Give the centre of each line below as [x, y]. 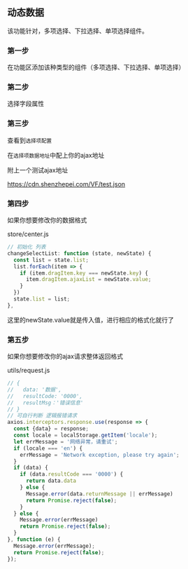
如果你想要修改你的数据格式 [47, 220]
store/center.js [28, 234]
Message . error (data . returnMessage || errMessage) [99, 494]
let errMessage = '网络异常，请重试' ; [66, 441]
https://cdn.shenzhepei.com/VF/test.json [66, 184]
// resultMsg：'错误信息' [45, 403]
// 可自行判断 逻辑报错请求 [42, 416]
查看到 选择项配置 [30, 140]
